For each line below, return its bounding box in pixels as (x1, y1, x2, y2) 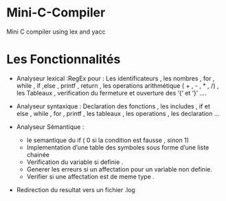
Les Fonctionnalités (6, 51, 121, 67)
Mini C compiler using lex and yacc (6, 27, 106, 36)
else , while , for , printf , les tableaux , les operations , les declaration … (16, 109, 220, 117)
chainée (26, 150, 49, 158)
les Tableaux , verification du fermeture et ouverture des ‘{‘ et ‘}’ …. (16, 88, 207, 97)
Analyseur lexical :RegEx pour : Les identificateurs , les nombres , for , (16, 74, 215, 82)
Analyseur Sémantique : (16, 122, 84, 131)
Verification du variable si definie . (26, 158, 124, 166)
